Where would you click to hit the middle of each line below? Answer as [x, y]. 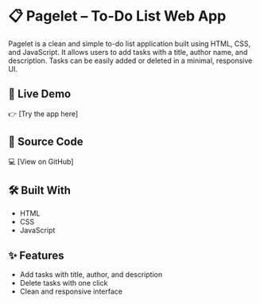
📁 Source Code [46, 142]
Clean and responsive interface [71, 291]
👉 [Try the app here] [43, 114]
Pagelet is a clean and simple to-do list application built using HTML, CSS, [130, 43]
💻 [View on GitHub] [41, 162]
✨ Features [36, 255]
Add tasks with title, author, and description [91, 275]
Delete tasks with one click [64, 283]
